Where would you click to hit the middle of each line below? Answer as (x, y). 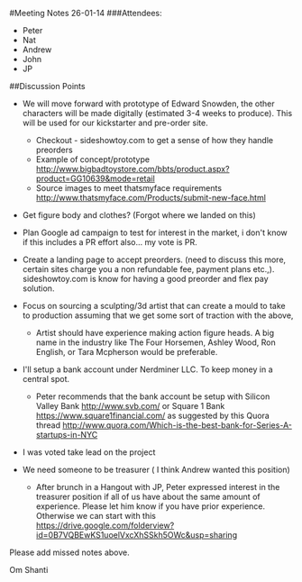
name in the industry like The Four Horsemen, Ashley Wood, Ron (156, 342)
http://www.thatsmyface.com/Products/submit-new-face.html (151, 198)
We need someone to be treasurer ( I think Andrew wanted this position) (156, 469)
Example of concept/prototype (93, 159)
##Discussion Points (47, 86)
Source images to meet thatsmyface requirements (129, 188)
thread (48, 425)
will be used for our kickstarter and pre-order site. (115, 123)
